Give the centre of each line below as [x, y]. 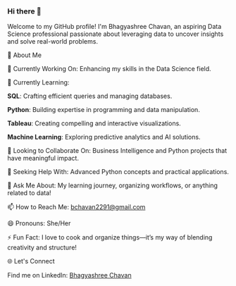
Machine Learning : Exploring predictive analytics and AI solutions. [104, 137]
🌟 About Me [25, 55]
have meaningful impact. [43, 158]
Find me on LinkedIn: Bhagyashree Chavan [69, 275]
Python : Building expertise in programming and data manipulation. [104, 110]
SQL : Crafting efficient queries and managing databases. [90, 96]
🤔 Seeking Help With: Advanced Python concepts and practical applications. [118, 172]
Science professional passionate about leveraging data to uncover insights [116, 34]
